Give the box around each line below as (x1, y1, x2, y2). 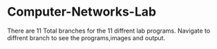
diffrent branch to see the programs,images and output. (7, 33, 166, 42)
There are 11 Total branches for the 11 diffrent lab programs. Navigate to (7, 27, 211, 35)
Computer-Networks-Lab (7, 4, 157, 20)
